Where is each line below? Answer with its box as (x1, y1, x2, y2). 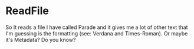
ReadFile (5, 4, 50, 18)
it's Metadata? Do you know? (5, 36, 76, 43)
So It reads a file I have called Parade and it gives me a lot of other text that (5, 24, 188, 31)
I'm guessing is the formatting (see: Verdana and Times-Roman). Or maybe (5, 30, 188, 37)
